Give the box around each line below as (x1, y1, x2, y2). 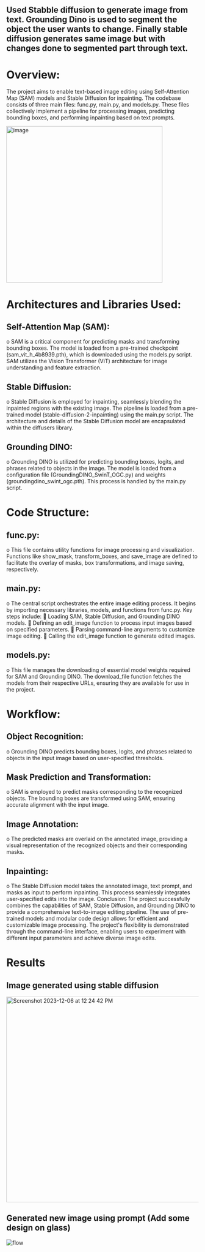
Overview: (6, 67, 60, 81)
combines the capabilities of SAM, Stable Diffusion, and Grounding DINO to (6, 902, 196, 909)
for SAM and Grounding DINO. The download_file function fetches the (6, 673, 182, 680)
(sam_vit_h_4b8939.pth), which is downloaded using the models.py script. (6, 351, 192, 358)
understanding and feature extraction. (6, 364, 102, 371)
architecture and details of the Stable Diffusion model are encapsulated (6, 418, 185, 425)
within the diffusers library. (6, 424, 74, 431)
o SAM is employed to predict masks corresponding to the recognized (6, 788, 182, 796)
